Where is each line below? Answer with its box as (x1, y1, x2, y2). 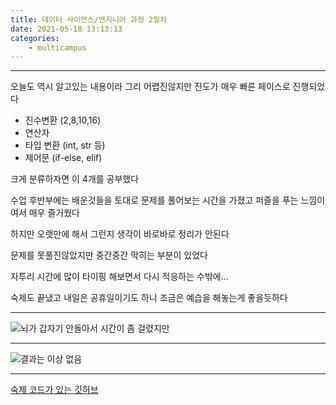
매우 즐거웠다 (28, 207, 80, 219)
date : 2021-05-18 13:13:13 (10, 24, 123, 34)
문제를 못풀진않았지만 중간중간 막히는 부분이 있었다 (10, 249, 208, 261)
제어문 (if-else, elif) (24, 152, 103, 164)
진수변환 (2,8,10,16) (24, 114, 102, 126)
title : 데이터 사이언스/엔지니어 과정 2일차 (10, 14, 168, 25)
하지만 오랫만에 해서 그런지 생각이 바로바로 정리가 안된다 (10, 228, 230, 240)
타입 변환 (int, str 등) (24, 139, 106, 151)
